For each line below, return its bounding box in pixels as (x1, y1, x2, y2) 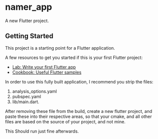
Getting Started (5, 32, 54, 40)
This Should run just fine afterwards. (5, 128, 79, 134)
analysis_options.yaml (12, 88, 58, 94)
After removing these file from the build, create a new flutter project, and (5, 108, 153, 114)
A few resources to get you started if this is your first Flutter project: (5, 55, 143, 60)
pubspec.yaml (12, 93, 41, 99)
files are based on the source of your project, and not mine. (5, 118, 126, 124)
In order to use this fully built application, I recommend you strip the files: (5, 79, 154, 84)
